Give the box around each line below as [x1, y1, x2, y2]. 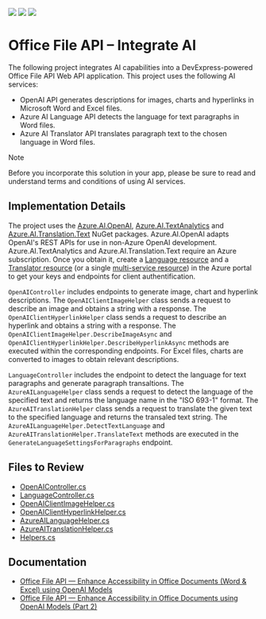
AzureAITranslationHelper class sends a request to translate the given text [8, 403, 253, 413]
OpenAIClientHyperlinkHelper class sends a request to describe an [8, 312, 227, 321]
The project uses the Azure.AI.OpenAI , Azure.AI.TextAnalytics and [8, 220, 224, 230]
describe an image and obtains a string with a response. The [8, 303, 206, 313]
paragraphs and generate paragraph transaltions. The [8, 378, 184, 387]
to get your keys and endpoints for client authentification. [8, 271, 196, 281]
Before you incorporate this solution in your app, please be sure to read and [8, 168, 256, 177]
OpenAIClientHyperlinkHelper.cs [19, 507, 126, 516]
